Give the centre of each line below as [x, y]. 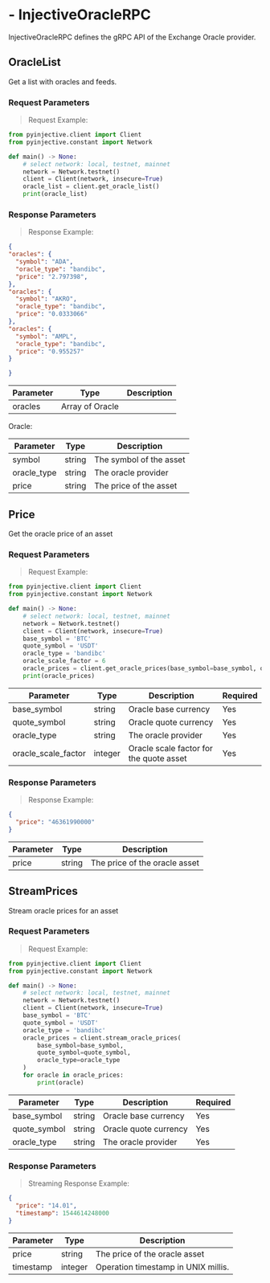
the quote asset [157, 758]
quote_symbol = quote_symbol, [84, 1053]
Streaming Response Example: [79, 1183]
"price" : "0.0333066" [52, 314]
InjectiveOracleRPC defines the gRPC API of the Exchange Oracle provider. [132, 37]
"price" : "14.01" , [47, 1206]
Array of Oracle [90, 407]
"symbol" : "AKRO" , [47, 299]
